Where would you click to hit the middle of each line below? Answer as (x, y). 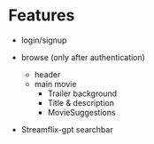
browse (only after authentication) (83, 57)
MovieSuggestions (81, 112)
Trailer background (82, 93)
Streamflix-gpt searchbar (67, 129)
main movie (55, 84)
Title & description (81, 102)
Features (42, 16)
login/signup (44, 40)
